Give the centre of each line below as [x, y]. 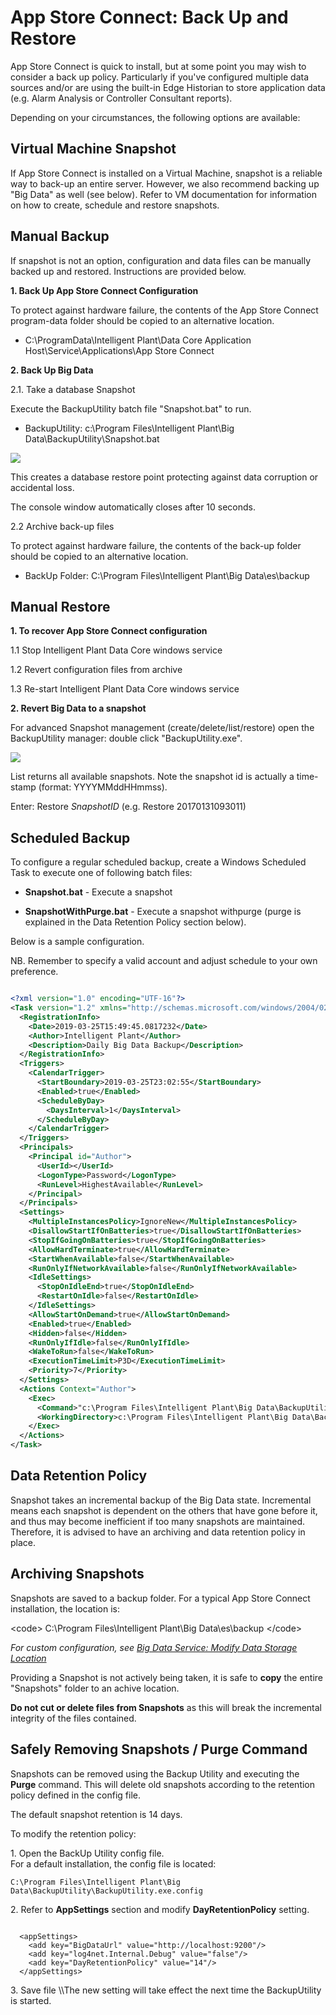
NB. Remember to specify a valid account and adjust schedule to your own [164, 961]
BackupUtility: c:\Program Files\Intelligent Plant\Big [129, 428]
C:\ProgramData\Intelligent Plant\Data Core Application [138, 340]
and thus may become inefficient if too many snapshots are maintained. [158, 1521]
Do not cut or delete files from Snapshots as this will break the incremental [166, 1707]
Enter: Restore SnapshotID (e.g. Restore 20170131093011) [128, 807]
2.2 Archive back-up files [62, 526]
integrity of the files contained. [73, 1718]
